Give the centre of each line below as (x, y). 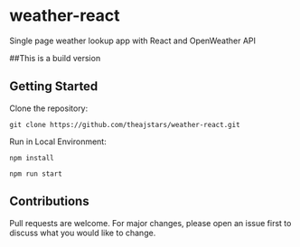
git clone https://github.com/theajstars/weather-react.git (125, 124)
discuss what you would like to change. (83, 233)
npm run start (36, 174)
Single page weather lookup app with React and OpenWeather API (132, 41)
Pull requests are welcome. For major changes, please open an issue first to (150, 223)
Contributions (49, 201)
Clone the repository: (49, 108)
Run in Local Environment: (58, 142)
